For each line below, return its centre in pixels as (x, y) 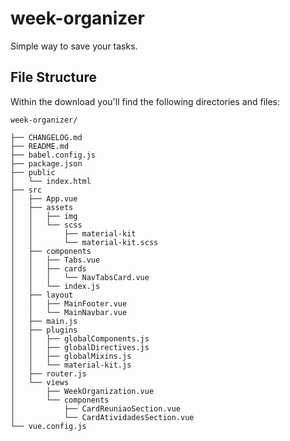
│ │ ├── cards (48, 268)
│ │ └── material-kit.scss (84, 242)
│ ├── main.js (44, 321)
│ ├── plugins (44, 330)
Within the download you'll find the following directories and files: (145, 101)
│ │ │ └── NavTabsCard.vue (80, 277)
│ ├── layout (42, 295)
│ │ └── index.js (55, 286)
